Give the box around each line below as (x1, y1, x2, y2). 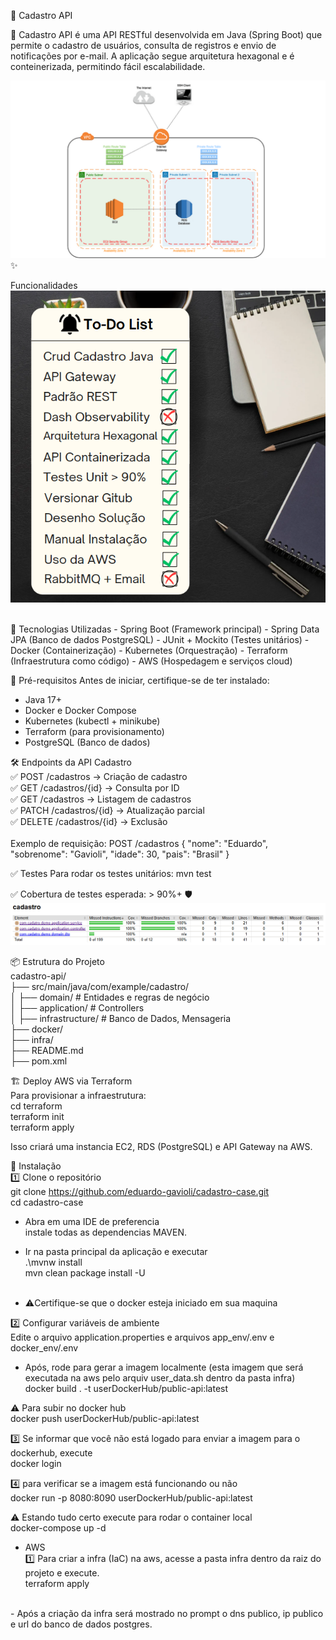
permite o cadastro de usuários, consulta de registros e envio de (10, 40, 277, 51)
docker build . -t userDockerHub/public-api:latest (24, 1383, 229, 1395)
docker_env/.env (10, 1342, 79, 1354)
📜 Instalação (10, 1160, 62, 1172)
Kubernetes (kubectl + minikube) (24, 715, 161, 727)
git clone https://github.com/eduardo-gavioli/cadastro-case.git (10, 1186, 270, 1198)
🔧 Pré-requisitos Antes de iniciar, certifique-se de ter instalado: (10, 674, 270, 686)
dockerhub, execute (10, 1447, 93, 1459)
